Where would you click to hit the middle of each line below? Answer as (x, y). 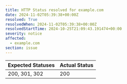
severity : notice (24, 34)
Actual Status (76, 65)
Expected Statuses (31, 65)
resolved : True (21, 19)
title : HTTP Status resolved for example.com (54, 10)
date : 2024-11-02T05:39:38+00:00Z (42, 15)
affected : (16, 39)
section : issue (21, 48)
